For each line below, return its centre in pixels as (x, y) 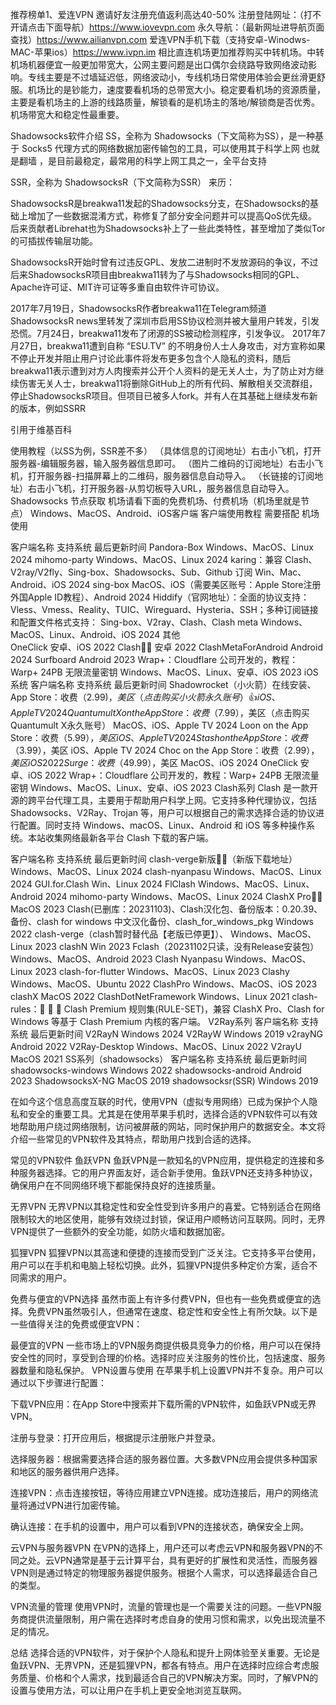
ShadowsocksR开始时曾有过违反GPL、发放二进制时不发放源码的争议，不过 (164, 262)
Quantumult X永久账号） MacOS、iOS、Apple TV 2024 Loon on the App (159, 725)
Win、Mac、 (280, 572)
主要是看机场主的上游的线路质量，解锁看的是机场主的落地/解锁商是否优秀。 (165, 102)
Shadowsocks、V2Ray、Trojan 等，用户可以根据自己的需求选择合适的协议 (163, 812)
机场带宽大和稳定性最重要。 (67, 114)
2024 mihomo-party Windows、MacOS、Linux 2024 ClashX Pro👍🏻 (183, 896)
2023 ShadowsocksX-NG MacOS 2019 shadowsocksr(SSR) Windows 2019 (164, 1081)
